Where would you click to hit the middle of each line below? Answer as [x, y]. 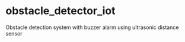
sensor [14, 33]
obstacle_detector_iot [61, 11]
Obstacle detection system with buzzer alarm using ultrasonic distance [92, 27]
